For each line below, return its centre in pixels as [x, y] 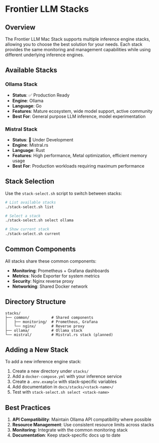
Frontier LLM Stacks [47, 9]
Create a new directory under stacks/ [50, 371]
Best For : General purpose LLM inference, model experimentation [79, 116]
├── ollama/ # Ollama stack [44, 330]
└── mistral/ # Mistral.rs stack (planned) [59, 335]
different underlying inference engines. [45, 55]
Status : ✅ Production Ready [41, 95]
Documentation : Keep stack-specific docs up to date [66, 435]
